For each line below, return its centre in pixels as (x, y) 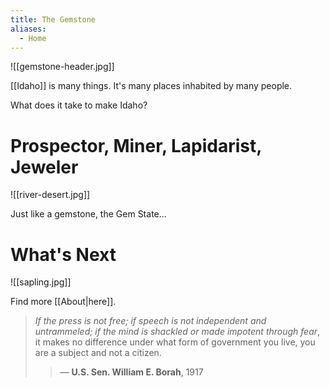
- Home (33, 38)
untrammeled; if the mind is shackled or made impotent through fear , (177, 332)
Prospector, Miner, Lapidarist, (136, 145)
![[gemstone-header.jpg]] (62, 67)
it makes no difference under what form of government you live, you (175, 342)
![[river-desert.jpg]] (50, 195)
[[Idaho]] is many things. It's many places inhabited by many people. (151, 86)
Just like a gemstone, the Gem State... (88, 214)
